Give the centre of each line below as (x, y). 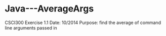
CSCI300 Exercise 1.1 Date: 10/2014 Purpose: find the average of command (83, 22)
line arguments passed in (31, 27)
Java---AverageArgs (49, 9)
